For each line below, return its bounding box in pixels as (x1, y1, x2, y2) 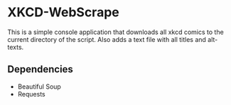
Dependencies (7, 63, 73, 75)
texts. (7, 43, 24, 51)
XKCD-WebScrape (7, 4, 119, 21)
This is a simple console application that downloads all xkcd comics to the (7, 28, 224, 36)
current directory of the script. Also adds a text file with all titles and (7, 35, 206, 43)
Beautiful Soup (17, 82, 62, 91)
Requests (17, 89, 45, 98)
